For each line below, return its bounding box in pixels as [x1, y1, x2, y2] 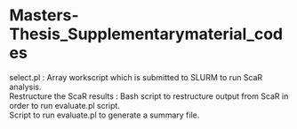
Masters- [9, 5, 79, 26]
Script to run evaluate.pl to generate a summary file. [9, 110, 200, 120]
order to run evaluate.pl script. [9, 100, 120, 110]
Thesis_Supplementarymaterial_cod [9, 24, 283, 44]
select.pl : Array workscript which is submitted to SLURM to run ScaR [9, 72, 263, 82]
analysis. [9, 81, 42, 92]
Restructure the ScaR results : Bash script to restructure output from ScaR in [9, 90, 289, 102]
